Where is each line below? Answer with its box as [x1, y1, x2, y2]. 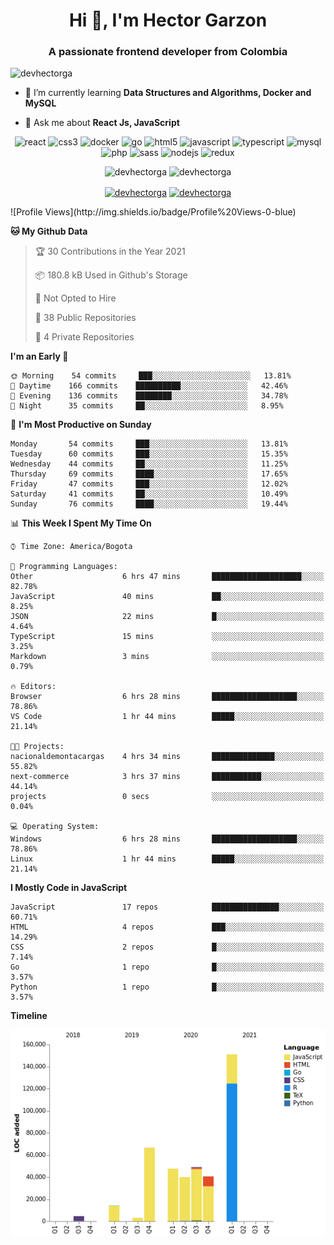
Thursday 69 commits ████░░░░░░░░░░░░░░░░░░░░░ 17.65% [10, 469, 288, 479]
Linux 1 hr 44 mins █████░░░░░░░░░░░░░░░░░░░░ [10, 854, 325, 864]
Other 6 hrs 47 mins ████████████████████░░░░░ [10, 572, 325, 582]
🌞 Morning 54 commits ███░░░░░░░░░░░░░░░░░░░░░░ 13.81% [10, 371, 292, 381]
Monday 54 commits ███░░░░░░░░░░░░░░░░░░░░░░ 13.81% [10, 439, 288, 449]
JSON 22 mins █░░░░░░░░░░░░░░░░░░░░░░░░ [10, 612, 325, 622]
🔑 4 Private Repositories [34, 331, 135, 343]
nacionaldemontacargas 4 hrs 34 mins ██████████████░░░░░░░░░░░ [10, 752, 325, 762]
